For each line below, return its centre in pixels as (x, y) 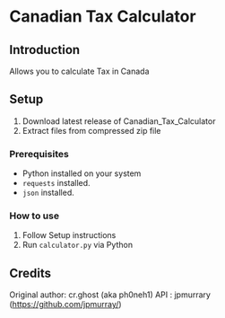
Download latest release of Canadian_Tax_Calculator (119, 121)
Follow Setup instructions (69, 235)
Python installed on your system (82, 173)
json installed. (48, 193)
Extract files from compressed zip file (91, 130)
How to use (35, 216)
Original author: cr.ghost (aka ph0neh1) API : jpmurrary (110, 295)
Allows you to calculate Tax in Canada (79, 71)
